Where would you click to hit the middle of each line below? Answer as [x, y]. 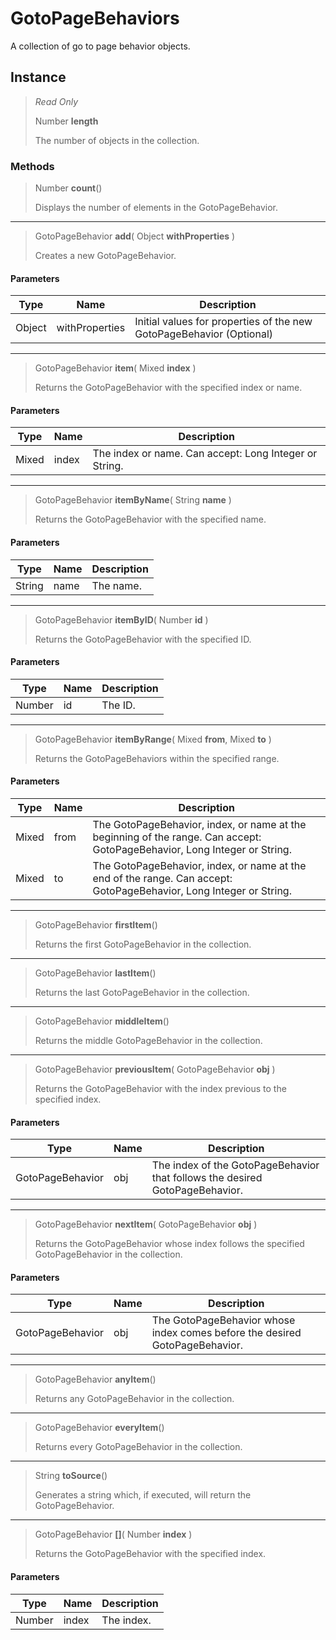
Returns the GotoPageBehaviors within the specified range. [157, 758]
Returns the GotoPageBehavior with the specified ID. [143, 639]
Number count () [68, 188]
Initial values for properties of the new [223, 322]
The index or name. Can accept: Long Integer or [205, 454]
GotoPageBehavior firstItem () [96, 925]
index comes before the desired [226, 1333]
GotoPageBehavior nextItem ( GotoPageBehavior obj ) [146, 1224]
